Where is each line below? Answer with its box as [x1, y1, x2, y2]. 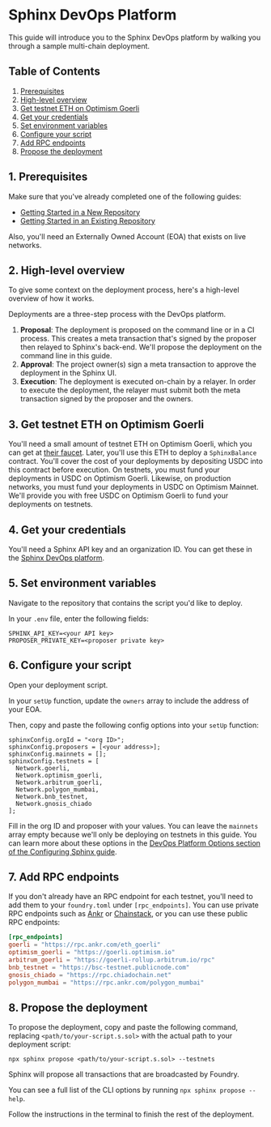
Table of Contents [8, 65, 101, 79]
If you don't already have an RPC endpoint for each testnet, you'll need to [8, 892, 253, 902]
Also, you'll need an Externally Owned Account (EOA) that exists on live [8, 231, 247, 241]
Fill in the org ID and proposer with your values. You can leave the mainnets [8, 821, 259, 830]
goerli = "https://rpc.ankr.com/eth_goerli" [8, 941, 161, 949]
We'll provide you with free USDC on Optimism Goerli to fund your [8, 491, 229, 500]
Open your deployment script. [8, 679, 108, 690]
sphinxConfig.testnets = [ [8, 756, 100, 765]
